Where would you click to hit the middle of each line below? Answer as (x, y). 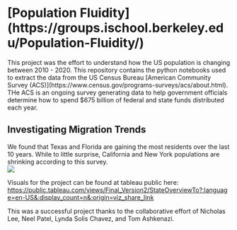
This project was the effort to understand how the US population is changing (119, 62)
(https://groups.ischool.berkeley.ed (116, 28)
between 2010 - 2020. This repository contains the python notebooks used (117, 70)
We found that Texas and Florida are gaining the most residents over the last (118, 147)
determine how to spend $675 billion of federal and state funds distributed (116, 99)
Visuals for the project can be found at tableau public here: (93, 182)
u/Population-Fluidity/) (76, 43)
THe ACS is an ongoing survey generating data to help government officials (117, 92)
